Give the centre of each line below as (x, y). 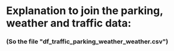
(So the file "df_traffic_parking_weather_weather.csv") (87, 42)
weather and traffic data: (69, 23)
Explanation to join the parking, (85, 11)
